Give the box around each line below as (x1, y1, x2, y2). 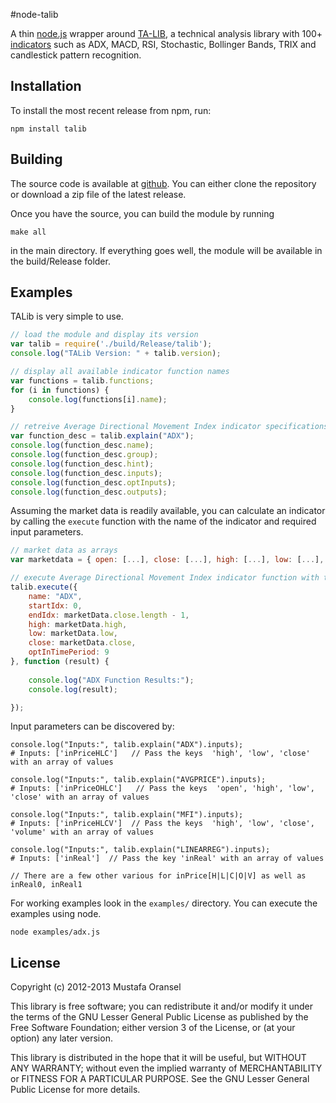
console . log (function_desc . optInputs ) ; (10, 477, 177, 488)
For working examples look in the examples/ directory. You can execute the (10, 897, 318, 909)
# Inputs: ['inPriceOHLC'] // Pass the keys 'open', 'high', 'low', (10, 784, 315, 794)
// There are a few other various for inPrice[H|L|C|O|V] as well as (10, 871, 307, 881)
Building (10, 151, 63, 168)
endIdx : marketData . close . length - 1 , (28, 610, 190, 620)
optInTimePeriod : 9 (28, 647, 110, 658)
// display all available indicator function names (10, 367, 230, 377)
